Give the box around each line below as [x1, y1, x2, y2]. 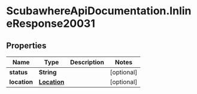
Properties [6, 40, 47, 51]
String [38, 68, 57, 76]
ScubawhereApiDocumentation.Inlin [6, 4, 192, 18]
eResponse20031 [6, 17, 96, 30]
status [9, 68, 28, 76]
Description [69, 58, 105, 66]
